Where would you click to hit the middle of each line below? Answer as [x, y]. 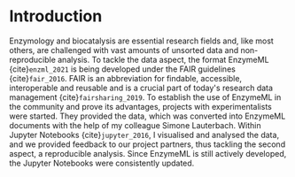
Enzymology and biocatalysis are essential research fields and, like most [142, 41]
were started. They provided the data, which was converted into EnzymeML [147, 116]
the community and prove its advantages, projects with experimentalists [140, 106]
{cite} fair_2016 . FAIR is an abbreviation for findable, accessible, [125, 78]
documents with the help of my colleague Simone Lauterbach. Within [135, 125]
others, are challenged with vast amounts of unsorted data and [124, 50]
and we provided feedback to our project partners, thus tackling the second [147, 144]
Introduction [56, 16]
